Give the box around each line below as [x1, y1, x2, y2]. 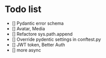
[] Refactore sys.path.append [12, 31, 73, 37]
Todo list [5, 4, 42, 15]
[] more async [12, 47, 41, 53]
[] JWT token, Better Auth [12, 41, 65, 47]
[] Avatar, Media [12, 25, 45, 31]
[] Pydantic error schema [12, 20, 64, 26]
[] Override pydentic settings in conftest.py [12, 36, 101, 42]
